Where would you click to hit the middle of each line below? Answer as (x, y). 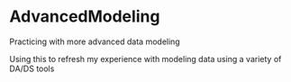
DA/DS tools (32, 68)
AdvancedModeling (85, 17)
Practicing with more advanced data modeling (95, 41)
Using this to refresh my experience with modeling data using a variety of (145, 59)
